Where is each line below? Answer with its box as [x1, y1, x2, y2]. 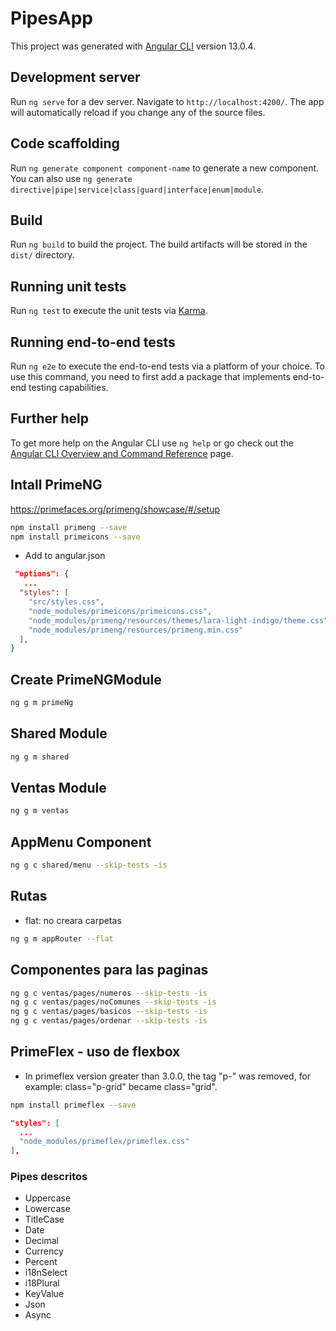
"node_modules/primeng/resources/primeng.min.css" [28, 625, 244, 635]
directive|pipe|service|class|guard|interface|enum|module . [10, 183, 264, 195]
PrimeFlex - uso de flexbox [10, 1043, 181, 1061]
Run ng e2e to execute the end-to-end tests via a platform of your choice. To [10, 360, 326, 372]
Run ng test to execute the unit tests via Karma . [10, 305, 208, 317]
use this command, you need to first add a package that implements [10, 371, 291, 382]
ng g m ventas [10, 806, 70, 816]
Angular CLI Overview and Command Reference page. [10, 447, 234, 459]
